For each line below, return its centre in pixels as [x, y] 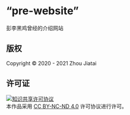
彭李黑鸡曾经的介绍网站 [35, 28]
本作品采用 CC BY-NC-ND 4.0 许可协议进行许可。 [67, 106]
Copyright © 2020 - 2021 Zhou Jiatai [51, 63]
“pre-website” [42, 11]
